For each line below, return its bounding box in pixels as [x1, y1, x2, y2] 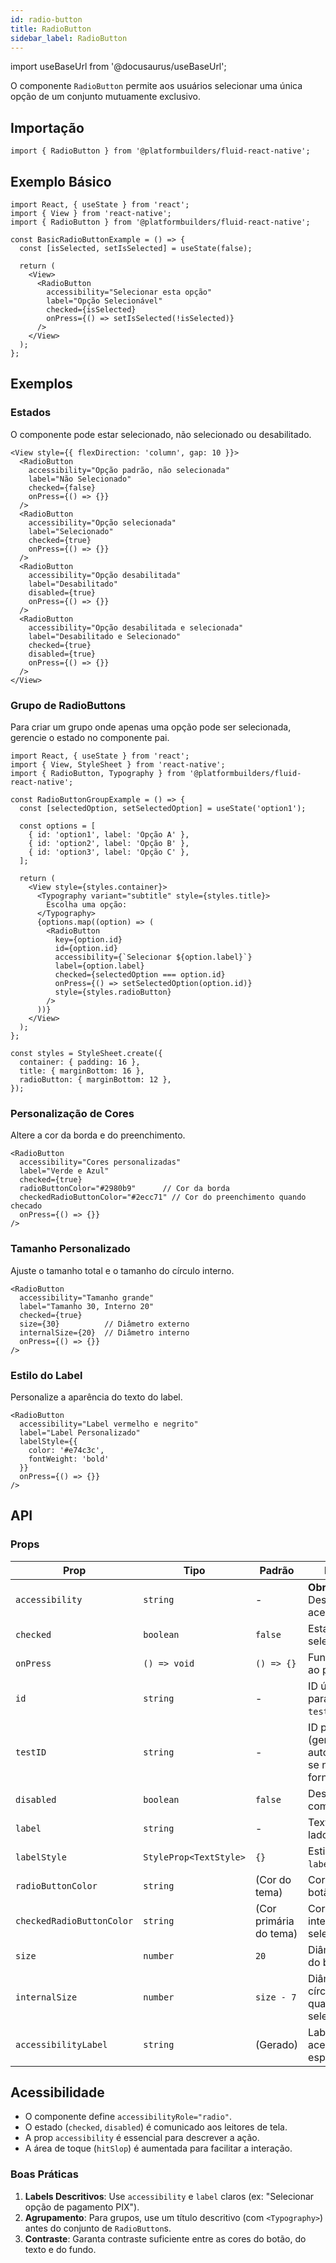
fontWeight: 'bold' [28, 1454, 110, 1464]
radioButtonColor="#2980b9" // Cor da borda [19, 1184, 230, 1194]
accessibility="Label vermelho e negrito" [19, 1419, 199, 1429]
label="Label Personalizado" [19, 1427, 141, 1438]
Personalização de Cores [10, 1106, 135, 1120]
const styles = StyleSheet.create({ [10, 1048, 163, 1058]
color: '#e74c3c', [28, 1445, 105, 1455]
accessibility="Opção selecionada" [28, 517, 177, 528]
